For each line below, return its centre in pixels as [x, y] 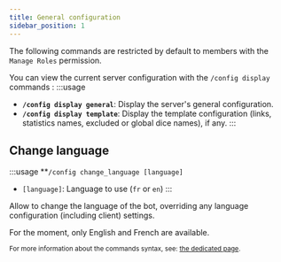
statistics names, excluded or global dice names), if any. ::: [129, 123]
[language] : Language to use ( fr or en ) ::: [97, 189]
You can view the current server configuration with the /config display [140, 77]
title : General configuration [65, 17]
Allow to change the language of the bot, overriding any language [129, 206]
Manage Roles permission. [55, 60]
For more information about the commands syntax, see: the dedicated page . [125, 249]
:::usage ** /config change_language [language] [96, 172]
